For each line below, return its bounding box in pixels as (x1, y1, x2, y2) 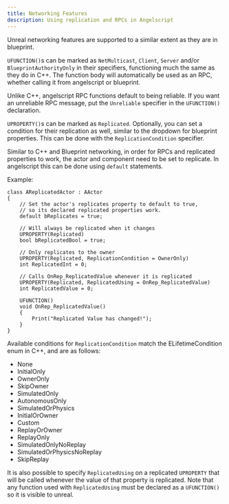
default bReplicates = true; (19, 213, 103, 220)
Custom (17, 418, 40, 427)
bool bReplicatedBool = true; (19, 237, 107, 244)
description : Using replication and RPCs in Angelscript (7, 17, 174, 23)
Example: (7, 175, 34, 183)
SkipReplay (17, 455, 50, 463)
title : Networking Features (7, 10, 88, 17)
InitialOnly (17, 367, 46, 375)
